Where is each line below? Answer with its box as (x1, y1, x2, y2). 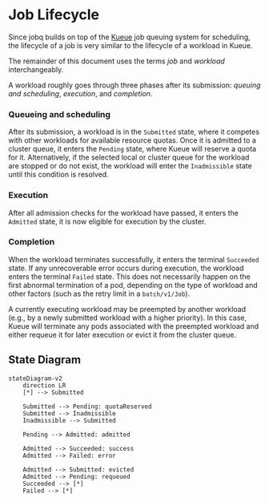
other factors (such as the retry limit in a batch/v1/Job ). (8, 289, 191, 298)
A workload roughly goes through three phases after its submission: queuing (8, 80, 261, 90)
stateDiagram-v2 (8, 374, 62, 383)
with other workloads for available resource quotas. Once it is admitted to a (8, 136, 256, 145)
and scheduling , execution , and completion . (8, 88, 153, 98)
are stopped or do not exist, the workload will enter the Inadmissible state (8, 161, 252, 171)
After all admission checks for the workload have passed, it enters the (8, 208, 239, 217)
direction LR (22, 381, 66, 390)
